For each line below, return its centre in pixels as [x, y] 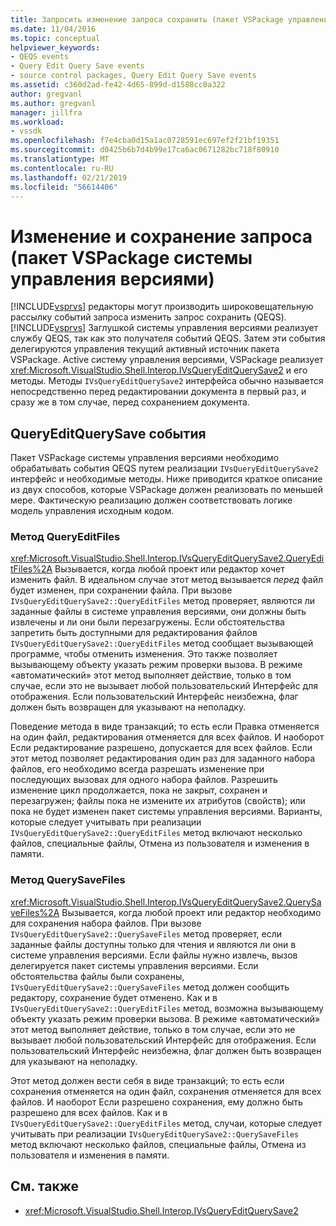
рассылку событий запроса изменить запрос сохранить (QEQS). [148, 317]
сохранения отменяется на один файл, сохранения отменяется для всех [166, 1091]
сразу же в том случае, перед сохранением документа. [130, 402]
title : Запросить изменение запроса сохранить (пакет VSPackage [147, 19]
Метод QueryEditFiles [65, 537]
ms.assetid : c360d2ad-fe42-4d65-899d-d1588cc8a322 [118, 85]
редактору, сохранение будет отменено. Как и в [114, 997]
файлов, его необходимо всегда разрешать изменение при [137, 769]
